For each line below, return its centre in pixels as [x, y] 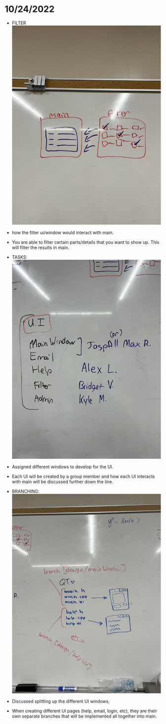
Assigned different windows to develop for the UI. [62, 467]
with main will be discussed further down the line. [62, 482]
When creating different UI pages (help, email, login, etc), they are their [84, 711]
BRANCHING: [26, 492]
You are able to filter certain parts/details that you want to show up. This [85, 242]
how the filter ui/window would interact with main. [63, 233]
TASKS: [20, 257]
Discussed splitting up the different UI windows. [61, 701]
